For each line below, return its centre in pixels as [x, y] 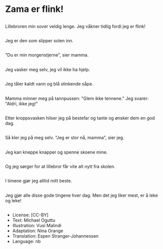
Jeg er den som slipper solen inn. [39, 40]
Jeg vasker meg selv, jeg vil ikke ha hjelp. [48, 69]
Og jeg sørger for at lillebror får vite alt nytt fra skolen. [60, 166]
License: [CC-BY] [30, 215]
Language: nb [27, 242]
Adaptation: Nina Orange [38, 231]
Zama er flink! [34, 9]
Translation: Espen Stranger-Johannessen [55, 236]
